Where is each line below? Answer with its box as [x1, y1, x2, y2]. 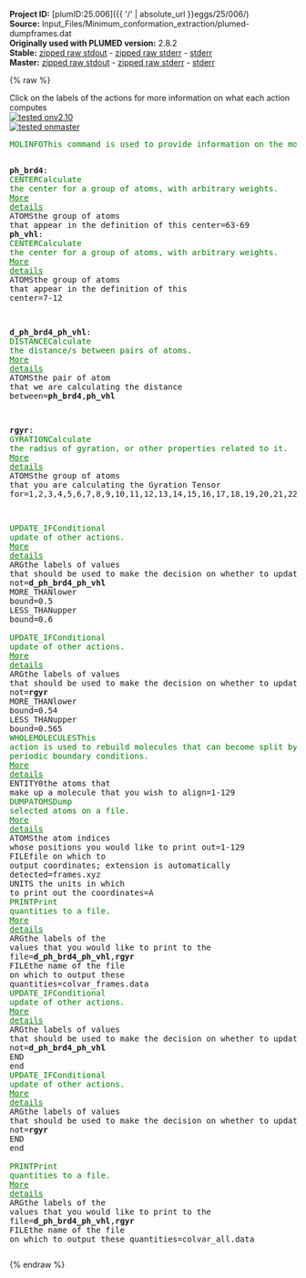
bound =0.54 [9, 706, 58, 716]
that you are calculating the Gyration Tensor [9, 479, 221, 490]
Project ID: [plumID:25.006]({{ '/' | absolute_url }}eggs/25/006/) [9, 9, 250, 19]
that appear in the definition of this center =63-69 [9, 220, 250, 230]
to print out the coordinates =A [9, 888, 154, 898]
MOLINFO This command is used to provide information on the [9, 139, 284, 149]
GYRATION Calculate [9, 434, 92, 444]
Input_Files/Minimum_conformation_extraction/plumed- [42, 18, 250, 29]
